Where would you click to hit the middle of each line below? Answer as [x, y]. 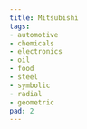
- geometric [32, 102]
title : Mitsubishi [44, 18]
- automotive [34, 35]
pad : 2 [22, 111]
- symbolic [30, 85]
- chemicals [32, 43]
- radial [26, 94]
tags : [19, 26]
